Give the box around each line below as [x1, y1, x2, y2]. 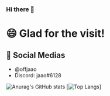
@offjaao [14, 66, 37, 73]
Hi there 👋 [6, 5, 35, 13]
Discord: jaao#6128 [14, 71, 61, 78]
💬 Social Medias [6, 50, 66, 60]
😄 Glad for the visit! [6, 27, 105, 40]
